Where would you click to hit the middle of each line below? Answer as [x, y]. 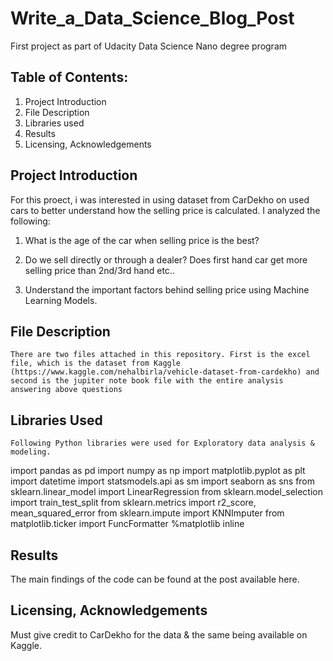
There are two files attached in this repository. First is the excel [160, 355]
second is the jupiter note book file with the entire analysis [147, 381]
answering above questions [66, 390]
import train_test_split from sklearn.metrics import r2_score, [133, 503]
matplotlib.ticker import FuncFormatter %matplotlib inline [127, 524]
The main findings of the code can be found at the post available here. [155, 579]
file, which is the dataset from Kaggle [96, 363]
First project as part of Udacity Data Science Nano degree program [149, 46]
